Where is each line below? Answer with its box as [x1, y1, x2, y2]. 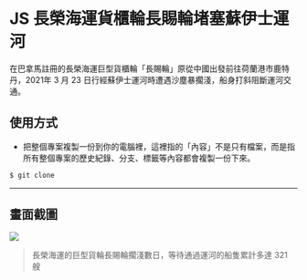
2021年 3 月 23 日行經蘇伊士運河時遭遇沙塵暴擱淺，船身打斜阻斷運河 [25, 74, 284, 85]
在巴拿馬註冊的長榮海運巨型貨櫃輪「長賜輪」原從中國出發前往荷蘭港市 [9, 63, 274, 74]
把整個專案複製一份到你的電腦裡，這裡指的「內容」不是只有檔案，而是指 [22, 140, 295, 151]
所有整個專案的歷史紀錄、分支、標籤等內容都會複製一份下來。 [22, 152, 256, 163]
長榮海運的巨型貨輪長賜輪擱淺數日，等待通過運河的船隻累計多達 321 [31, 250, 288, 261]
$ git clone [9, 171, 55, 180]
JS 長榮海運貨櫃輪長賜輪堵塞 [9, 8, 226, 29]
